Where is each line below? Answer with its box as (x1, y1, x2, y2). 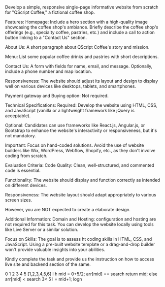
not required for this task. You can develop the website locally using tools (5, 222, 154, 227)
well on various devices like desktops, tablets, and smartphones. (5, 83, 136, 89)
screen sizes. (5, 197, 32, 203)
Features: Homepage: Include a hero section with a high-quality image (5, 19, 148, 25)
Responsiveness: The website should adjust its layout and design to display (5, 78, 158, 84)
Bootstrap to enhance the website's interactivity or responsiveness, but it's (5, 128, 157, 133)
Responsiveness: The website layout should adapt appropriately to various (5, 192, 157, 197)
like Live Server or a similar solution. (5, 226, 79, 232)
